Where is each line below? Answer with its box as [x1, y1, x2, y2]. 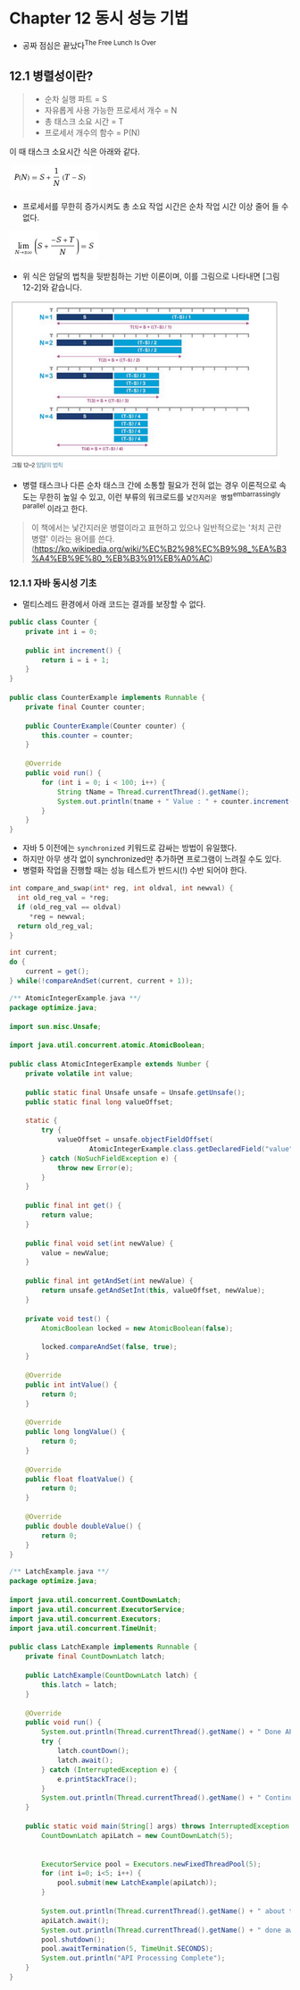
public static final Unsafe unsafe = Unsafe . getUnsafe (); [25, 1088, 246, 1097]
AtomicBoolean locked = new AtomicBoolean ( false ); [41, 1324, 234, 1333]
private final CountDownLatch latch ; [25, 1652, 166, 1661]
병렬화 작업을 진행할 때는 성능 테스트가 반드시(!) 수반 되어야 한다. [21, 864, 247, 876]
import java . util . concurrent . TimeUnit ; [9, 1623, 158, 1632]
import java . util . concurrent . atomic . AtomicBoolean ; [9, 1041, 205, 1050]
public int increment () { [25, 645, 122, 655]
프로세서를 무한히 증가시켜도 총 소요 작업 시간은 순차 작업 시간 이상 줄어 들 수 [21, 201, 289, 212]
